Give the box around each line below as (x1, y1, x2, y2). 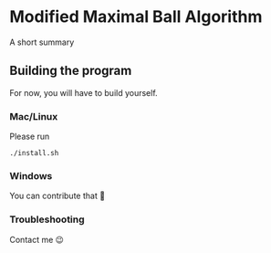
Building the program (9, 63, 132, 79)
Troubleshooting (9, 213, 85, 226)
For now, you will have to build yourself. (9, 87, 158, 98)
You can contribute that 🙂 (9, 190, 106, 202)
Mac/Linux (9, 110, 58, 122)
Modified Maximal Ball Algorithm (9, 6, 263, 27)
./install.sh (9, 149, 59, 158)
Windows (9, 169, 53, 182)
